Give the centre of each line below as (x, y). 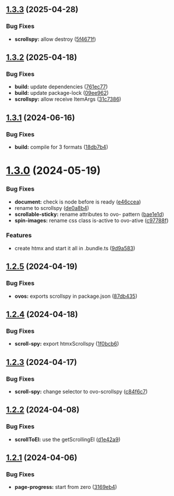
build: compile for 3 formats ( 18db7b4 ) (61, 147)
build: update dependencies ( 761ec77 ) (61, 87)
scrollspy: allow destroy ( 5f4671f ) (55, 39)
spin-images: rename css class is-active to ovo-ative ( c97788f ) (91, 220)
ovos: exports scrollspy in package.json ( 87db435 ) (76, 296)
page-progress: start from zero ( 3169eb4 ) (66, 487)
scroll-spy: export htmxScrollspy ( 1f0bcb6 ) (67, 344)
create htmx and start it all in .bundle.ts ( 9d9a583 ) (75, 248)
